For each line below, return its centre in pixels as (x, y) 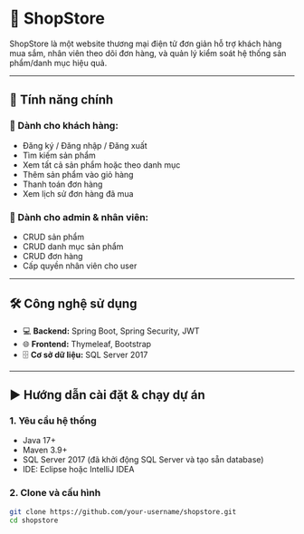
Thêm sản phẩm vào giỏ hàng (78, 174)
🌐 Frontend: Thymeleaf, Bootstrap (87, 344)
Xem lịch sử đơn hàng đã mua (78, 193)
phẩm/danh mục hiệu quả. (58, 63)
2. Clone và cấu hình (55, 493)
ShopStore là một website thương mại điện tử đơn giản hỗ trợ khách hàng (146, 44)
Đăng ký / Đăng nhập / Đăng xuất (85, 145)
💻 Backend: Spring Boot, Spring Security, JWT (111, 331)
